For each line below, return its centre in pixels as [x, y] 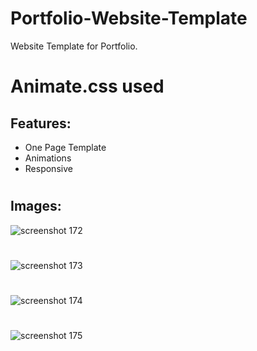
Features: [41, 123]
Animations [48, 158]
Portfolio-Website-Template [129, 18]
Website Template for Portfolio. [74, 46]
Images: [36, 206]
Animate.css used [87, 86]
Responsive [48, 168]
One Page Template [65, 147]
